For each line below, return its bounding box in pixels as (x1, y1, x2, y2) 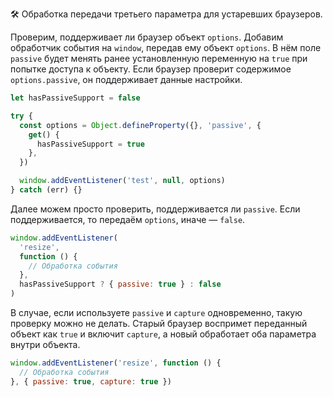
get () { (28, 129, 60, 140)
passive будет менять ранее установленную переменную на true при (10, 53, 308, 64)
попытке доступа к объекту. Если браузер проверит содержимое (10, 63, 292, 75)
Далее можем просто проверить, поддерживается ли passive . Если (10, 203, 301, 215)
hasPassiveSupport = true (36, 139, 145, 149)
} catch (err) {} (10, 185, 83, 195)
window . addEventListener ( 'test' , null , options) (19, 176, 226, 186)
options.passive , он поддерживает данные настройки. (10, 74, 243, 85)
